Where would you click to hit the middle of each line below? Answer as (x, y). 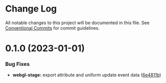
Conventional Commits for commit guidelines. (52, 28)
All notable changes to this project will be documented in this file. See (77, 23)
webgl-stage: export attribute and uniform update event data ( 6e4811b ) (87, 75)
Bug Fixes (18, 64)
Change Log (31, 9)
